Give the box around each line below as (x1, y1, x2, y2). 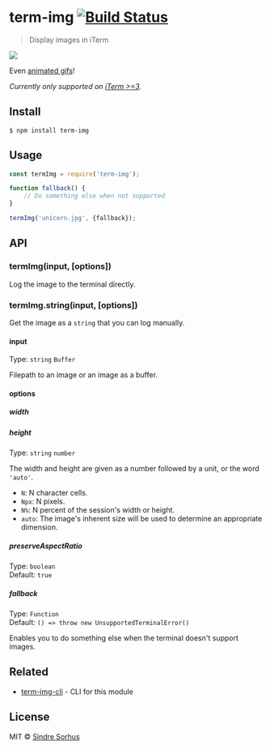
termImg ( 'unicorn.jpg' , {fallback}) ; (9, 215, 137, 223)
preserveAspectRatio (9, 541, 83, 551)
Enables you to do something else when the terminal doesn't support (9, 633, 239, 643)
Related (9, 665, 49, 679)
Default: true (9, 570, 53, 580)
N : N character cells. (20, 488, 88, 498)
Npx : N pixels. (20, 496, 65, 506)
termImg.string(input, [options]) (9, 300, 138, 311)
